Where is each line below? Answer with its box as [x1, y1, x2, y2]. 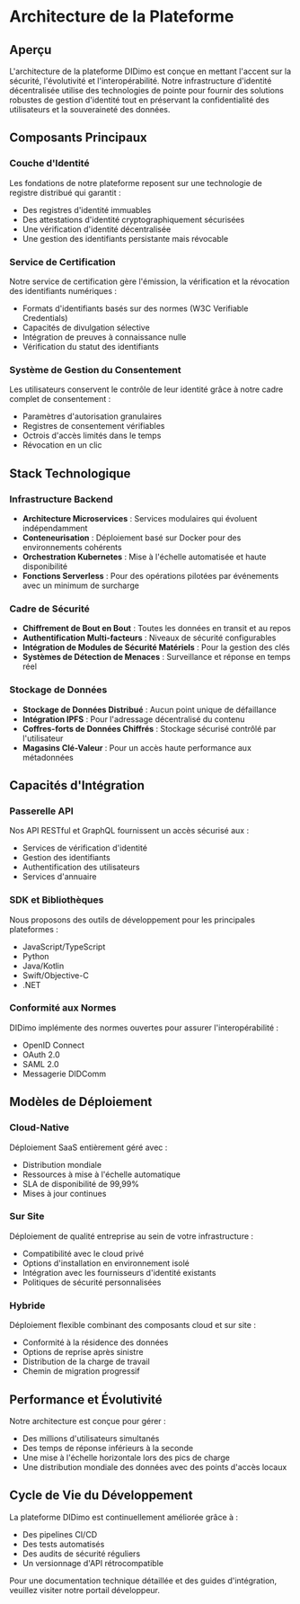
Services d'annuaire [22, 871, 97, 882]
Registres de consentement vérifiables [22, 421, 165, 432]
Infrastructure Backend [9, 493, 114, 505]
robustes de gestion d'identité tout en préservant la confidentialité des [9, 94, 269, 105]
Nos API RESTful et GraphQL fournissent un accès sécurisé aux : [9, 825, 250, 836]
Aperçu [9, 42, 52, 58]
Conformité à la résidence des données [22, 1337, 169, 1348]
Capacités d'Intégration [9, 778, 146, 793]
